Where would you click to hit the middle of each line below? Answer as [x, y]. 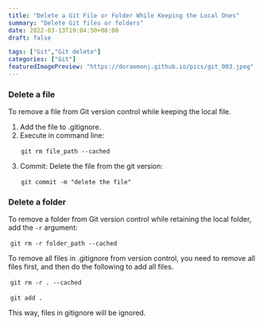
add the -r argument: [43, 227]
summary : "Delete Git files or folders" [76, 23]
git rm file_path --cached [66, 151]
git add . [26, 298]
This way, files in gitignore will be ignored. [77, 313]
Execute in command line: [62, 136]
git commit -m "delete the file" [76, 182]
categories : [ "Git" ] [43, 59]
